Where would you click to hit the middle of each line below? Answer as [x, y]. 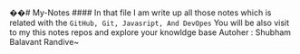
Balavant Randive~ [44, 42]
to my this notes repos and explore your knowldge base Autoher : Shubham [150, 32]
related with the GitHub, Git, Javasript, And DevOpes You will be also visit [150, 22]
